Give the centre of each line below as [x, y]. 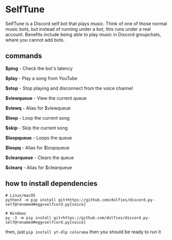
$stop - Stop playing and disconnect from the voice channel [69, 88]
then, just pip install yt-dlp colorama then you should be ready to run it [83, 232]
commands [24, 56]
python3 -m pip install [31, 200]
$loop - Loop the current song [37, 118]
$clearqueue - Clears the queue [40, 158]
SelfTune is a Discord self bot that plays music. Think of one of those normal [86, 24]
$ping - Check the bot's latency [39, 68]
